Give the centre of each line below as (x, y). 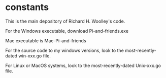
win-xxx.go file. (35, 56)
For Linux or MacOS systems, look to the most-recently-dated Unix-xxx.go (83, 65)
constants (27, 7)
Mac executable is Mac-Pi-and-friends (46, 41)
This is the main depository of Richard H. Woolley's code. (65, 21)
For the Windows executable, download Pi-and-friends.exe (67, 31)
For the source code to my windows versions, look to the (65, 50)
